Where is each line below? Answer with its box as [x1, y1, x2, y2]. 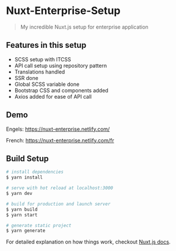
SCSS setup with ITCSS [14, 55, 72, 62]
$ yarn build [6, 206, 38, 212]
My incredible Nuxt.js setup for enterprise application [20, 23, 149, 30]
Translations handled [14, 68, 65, 75]
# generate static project [6, 222, 72, 228]
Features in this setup [6, 40, 86, 50]
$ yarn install [6, 175, 43, 180]
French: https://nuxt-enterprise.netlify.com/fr [6, 137, 115, 144]
